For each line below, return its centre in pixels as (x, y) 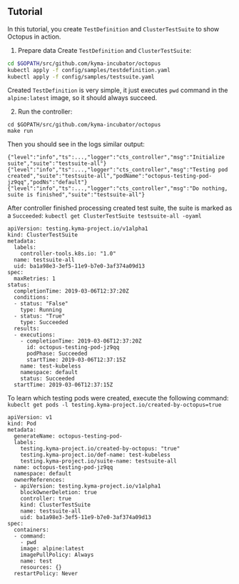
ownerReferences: (40, 480)
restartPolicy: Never (46, 574)
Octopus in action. (34, 36)
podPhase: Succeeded (57, 354)
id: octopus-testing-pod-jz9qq (73, 348)
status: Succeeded (47, 379)
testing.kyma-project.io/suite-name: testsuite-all (98, 461)
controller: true (46, 499)
